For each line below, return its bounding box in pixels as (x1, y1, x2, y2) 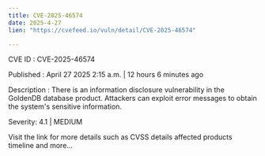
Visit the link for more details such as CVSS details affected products (8, 132, 233, 142)
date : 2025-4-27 (8, 19, 62, 27)
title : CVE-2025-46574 (8, 11, 83, 20)
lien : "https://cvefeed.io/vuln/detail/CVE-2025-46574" (8, 26, 196, 34)
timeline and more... (8, 141, 74, 150)
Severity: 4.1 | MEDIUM (8, 117, 83, 127)
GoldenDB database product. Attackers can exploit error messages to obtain (8, 94, 257, 103)
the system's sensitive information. (8, 102, 123, 111)
